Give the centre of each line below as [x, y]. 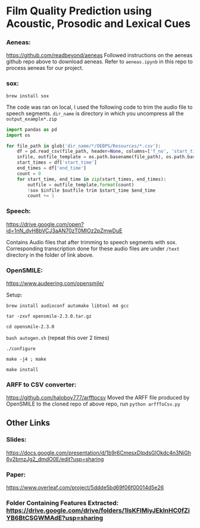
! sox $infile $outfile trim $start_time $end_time [92, 190]
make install [22, 369]
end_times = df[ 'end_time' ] [51, 168]
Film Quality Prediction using [79, 11]
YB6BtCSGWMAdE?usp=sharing [55, 518]
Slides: [16, 440]
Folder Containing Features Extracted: [62, 503]
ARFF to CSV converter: [41, 385]
